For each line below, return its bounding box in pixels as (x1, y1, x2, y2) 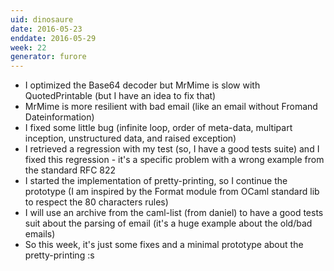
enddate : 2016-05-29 (10, 33, 97, 43)
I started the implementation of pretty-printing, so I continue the (24, 175, 288, 187)
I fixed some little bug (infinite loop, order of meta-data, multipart (24, 122, 293, 134)
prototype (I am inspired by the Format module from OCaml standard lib (24, 186, 320, 198)
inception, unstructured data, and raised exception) (24, 132, 237, 145)
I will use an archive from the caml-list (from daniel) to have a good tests (24, 207, 324, 219)
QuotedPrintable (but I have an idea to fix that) (24, 90, 217, 102)
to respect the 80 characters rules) (24, 196, 169, 208)
